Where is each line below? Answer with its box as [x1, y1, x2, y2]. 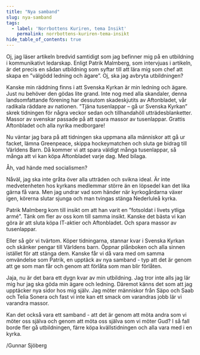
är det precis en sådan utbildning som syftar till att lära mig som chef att [6, 66, 183, 72]
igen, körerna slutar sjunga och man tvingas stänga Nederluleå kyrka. [6, 195, 177, 202]
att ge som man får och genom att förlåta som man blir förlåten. [6, 263, 162, 269]
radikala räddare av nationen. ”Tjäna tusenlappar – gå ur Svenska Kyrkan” [6, 103, 188, 110]
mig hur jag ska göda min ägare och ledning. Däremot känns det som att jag [6, 281, 193, 287]
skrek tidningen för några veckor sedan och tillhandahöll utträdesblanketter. [6, 109, 192, 116]
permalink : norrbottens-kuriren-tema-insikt [17, 31, 130, 37]
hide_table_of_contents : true [6, 37, 82, 43]
